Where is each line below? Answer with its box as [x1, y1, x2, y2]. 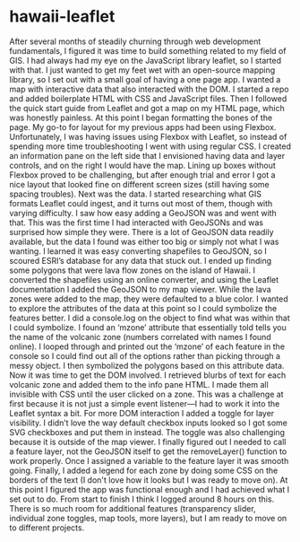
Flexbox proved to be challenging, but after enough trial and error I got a [9, 169, 276, 180]
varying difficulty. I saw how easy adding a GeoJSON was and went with [9, 207, 278, 218]
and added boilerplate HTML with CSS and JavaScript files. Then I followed [9, 92, 287, 104]
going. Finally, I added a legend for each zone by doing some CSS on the [9, 465, 279, 476]
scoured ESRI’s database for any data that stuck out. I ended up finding [9, 255, 271, 266]
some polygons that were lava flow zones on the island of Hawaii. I [9, 265, 255, 275]
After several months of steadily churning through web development [9, 36, 261, 47]
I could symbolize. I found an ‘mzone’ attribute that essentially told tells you [9, 321, 287, 333]
